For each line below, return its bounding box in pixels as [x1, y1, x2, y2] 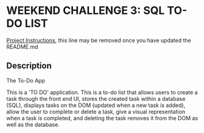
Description [6, 61, 52, 71]
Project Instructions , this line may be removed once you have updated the [6, 36, 191, 44]
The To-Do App [6, 77, 46, 84]
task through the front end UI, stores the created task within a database [6, 95, 186, 102]
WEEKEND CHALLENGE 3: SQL [6, 4, 165, 18]
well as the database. [6, 121, 60, 128]
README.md [6, 43, 38, 50]
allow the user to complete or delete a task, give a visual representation [6, 107, 186, 115]
